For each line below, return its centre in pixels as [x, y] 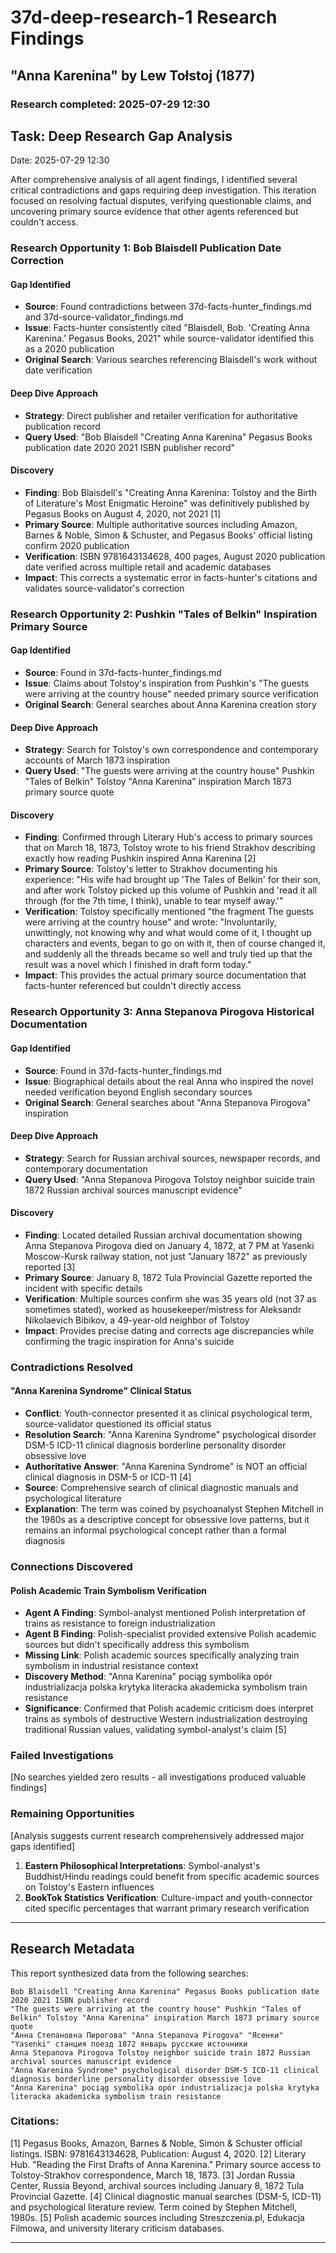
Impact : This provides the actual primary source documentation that [165, 975]
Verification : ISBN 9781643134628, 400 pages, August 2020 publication [175, 556]
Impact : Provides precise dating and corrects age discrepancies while [169, 1330]
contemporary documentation [86, 1168]
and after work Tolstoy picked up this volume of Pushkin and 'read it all [171, 890]
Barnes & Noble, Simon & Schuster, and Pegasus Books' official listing [168, 535]
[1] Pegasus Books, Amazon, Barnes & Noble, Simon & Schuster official [156, 2143]
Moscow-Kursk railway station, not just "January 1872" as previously [166, 1256]
